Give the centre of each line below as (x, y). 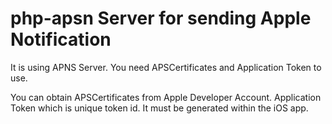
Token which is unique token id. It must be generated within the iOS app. (159, 108)
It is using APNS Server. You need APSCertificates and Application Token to (166, 67)
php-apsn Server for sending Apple (161, 18)
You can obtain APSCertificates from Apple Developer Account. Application (166, 97)
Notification (61, 39)
